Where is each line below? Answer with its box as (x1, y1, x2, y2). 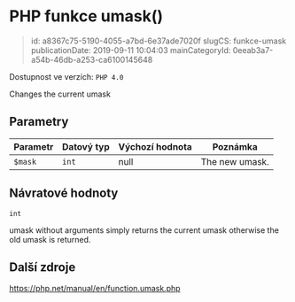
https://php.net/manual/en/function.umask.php (9, 283, 181, 294)
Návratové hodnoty (9, 186, 119, 201)
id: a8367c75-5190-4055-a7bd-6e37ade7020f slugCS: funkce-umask (30, 35, 286, 46)
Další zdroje (9, 259, 76, 275)
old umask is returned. (9, 234, 91, 244)
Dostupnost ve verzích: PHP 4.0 (9, 71, 124, 81)
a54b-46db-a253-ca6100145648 (30, 54, 153, 65)
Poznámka (212, 140, 259, 152)
